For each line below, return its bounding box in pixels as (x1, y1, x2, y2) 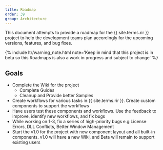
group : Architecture (5, 16, 47, 21)
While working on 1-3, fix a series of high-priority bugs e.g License (12, 119, 146, 125)
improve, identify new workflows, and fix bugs (12, 113, 105, 119)
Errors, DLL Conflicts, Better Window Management (12, 124, 114, 130)
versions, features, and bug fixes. (5, 40, 72, 46)
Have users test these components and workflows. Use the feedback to (12, 108, 157, 114)
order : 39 (5, 12, 25, 17)
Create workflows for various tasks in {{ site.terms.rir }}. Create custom (12, 98, 156, 103)
